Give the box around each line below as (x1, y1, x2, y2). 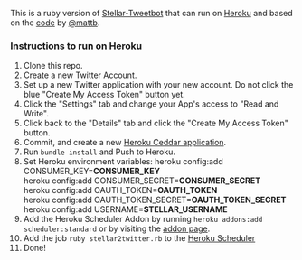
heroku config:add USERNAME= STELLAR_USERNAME (23, 204, 229, 215)
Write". (23, 108, 49, 119)
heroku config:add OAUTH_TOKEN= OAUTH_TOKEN (23, 185, 218, 196)
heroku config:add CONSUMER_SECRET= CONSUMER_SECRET (23, 175, 261, 186)
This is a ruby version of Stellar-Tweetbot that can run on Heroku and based (10, 8, 293, 18)
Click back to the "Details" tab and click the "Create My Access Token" (23, 117, 288, 129)
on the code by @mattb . (10, 17, 100, 28)
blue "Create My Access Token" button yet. (23, 89, 186, 100)
